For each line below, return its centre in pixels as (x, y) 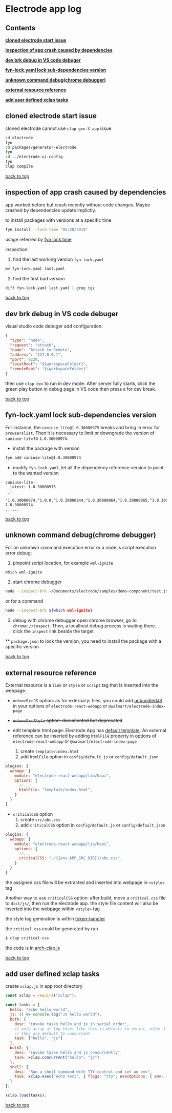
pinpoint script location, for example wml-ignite (63, 563)
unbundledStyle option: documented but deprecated (68, 720)
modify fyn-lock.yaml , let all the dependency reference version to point (88, 467)
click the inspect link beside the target (53, 631)
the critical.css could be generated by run (52, 928)
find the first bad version (39, 278)
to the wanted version (36, 473)
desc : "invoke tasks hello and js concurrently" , (69, 1053)
